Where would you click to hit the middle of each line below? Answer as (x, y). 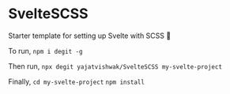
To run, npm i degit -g (45, 51)
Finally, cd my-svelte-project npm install (76, 81)
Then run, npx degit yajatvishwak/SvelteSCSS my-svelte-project (115, 66)
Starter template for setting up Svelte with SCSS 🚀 (90, 36)
